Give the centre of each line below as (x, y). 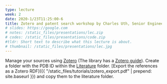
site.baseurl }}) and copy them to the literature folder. (60, 76)
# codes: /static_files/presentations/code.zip (55, 38)
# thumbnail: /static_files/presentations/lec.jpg (59, 46)
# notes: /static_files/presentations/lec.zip (54, 33)
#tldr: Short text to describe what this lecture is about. (69, 42)
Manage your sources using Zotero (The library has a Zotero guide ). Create (82, 60)
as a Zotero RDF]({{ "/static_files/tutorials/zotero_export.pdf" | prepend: (79, 71)
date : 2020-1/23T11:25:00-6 (34, 19)
